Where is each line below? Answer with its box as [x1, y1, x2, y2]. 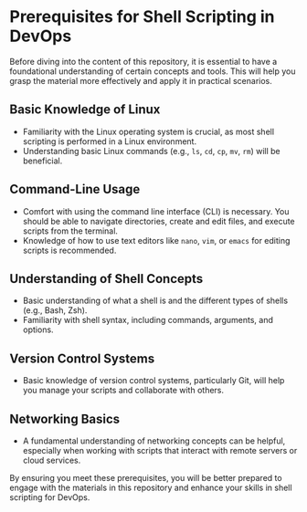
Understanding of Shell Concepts [9, 271, 204, 287]
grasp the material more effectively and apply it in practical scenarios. [9, 75, 272, 86]
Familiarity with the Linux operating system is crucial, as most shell [22, 126, 275, 137]
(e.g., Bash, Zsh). [22, 305, 88, 316]
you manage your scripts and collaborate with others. [22, 385, 225, 396]
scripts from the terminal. [22, 225, 119, 236]
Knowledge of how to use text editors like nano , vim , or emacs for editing [22, 235, 291, 246]
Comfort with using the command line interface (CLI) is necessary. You [22, 205, 290, 216]
